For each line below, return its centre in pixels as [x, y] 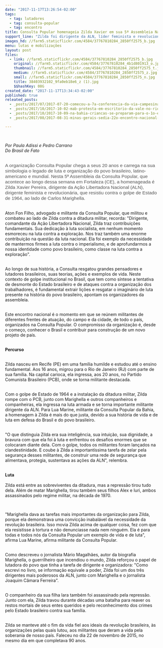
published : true [21, 95]
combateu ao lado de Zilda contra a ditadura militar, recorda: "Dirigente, [77, 218]
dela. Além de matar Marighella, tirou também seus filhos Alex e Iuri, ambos [81, 490]
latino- [140, 171]
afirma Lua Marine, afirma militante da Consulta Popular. [61, 540]
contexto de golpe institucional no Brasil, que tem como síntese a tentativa [80, 279]
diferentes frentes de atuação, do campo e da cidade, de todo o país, [74, 319]
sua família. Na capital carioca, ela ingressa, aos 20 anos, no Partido [73, 374]
